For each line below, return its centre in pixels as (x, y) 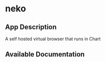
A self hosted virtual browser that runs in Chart (53, 39)
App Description (31, 27)
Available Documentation (45, 54)
